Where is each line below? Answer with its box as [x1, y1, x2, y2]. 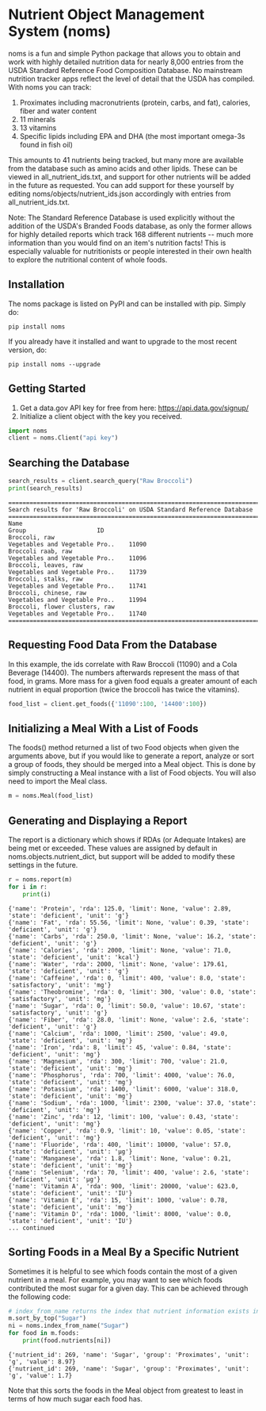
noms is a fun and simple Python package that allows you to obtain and [8, 48, 241, 58]
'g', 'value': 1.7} [8, 1371, 73, 1379]
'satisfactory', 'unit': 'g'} [8, 1009, 108, 1017]
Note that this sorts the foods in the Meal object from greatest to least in [8, 1386, 244, 1395]
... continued [8, 1224, 55, 1232]
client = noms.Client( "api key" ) [8, 434, 119, 442]
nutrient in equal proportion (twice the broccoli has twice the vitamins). [8, 684, 240, 694]
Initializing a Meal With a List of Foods [8, 722, 199, 735]
